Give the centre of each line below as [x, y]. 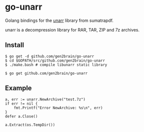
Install [15, 45]
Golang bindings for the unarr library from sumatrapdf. [59, 20]
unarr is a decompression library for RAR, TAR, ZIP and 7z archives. [72, 30]
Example [18, 88]
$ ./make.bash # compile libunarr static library [56, 65]
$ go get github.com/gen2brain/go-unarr [47, 73]
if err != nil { [21, 103]
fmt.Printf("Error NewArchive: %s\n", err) [58, 108]
